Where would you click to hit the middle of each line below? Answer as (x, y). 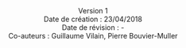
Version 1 (93, 11)
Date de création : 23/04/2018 (93, 19)
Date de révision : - (93, 28)
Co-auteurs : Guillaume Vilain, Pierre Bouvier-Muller (93, 36)
